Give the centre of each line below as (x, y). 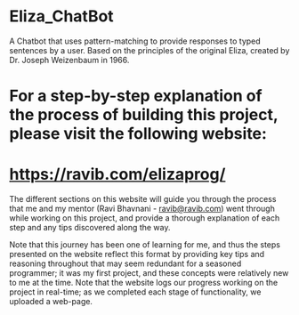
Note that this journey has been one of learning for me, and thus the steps (145, 245)
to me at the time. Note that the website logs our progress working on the (144, 283)
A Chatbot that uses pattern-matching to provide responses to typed (135, 41)
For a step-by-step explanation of (136, 96)
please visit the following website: (138, 134)
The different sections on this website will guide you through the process (143, 199)
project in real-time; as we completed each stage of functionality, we (135, 292)
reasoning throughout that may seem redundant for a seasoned (125, 263)
